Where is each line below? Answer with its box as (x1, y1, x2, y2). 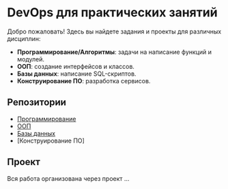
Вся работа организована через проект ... (7, 174, 130, 182)
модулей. (16, 55, 45, 63)
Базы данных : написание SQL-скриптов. (16, 70, 137, 78)
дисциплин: (7, 34, 41, 42)
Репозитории (7, 97, 67, 108)
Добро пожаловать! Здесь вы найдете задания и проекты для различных (7, 27, 222, 35)
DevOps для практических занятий (7, 5, 218, 20)
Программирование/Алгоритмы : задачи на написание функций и (16, 48, 212, 56)
